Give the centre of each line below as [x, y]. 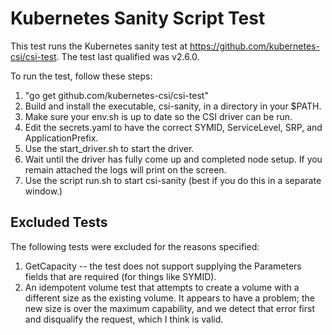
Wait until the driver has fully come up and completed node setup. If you [173, 159]
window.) [43, 191]
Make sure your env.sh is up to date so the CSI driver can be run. [158, 116]
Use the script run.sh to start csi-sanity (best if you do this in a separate [173, 180]
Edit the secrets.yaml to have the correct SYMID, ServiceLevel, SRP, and [173, 127]
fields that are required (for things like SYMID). [120, 276]
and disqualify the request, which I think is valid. [124, 319]
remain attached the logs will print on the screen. [125, 169]
